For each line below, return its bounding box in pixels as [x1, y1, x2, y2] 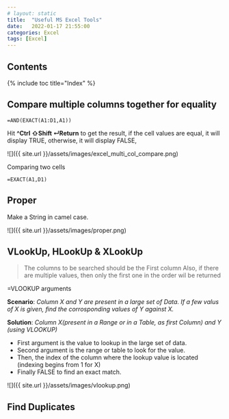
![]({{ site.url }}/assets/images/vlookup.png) [7, 381, 131, 390]
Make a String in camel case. [7, 213, 89, 221]
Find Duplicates [7, 401, 75, 413]
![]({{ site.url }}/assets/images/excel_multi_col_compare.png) [7, 149, 179, 157]
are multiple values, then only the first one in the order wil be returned [23, 271, 221, 279]
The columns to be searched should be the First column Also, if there [23, 264, 219, 272]
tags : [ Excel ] [7, 36, 48, 42]
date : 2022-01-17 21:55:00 [7, 23, 90, 29]
